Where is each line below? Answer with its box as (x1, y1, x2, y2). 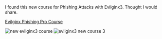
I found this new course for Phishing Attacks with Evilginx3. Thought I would (5, 4, 158, 10)
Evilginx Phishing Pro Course (5, 19, 63, 24)
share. (5, 9, 18, 15)
